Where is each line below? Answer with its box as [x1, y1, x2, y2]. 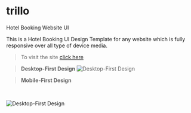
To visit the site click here [20, 53, 84, 60]
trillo [6, 4, 30, 18]
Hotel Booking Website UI [6, 24, 69, 31]
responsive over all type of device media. [6, 42, 107, 49]
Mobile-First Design [20, 77, 72, 84]
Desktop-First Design [20, 65, 76, 72]
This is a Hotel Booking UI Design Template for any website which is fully [6, 35, 186, 42]
